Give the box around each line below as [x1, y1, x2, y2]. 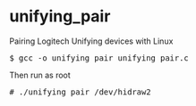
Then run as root [9, 69, 72, 80]
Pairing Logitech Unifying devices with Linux [9, 36, 174, 46]
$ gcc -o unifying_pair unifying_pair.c [9, 53, 190, 63]
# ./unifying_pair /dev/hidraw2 [9, 86, 151, 97]
